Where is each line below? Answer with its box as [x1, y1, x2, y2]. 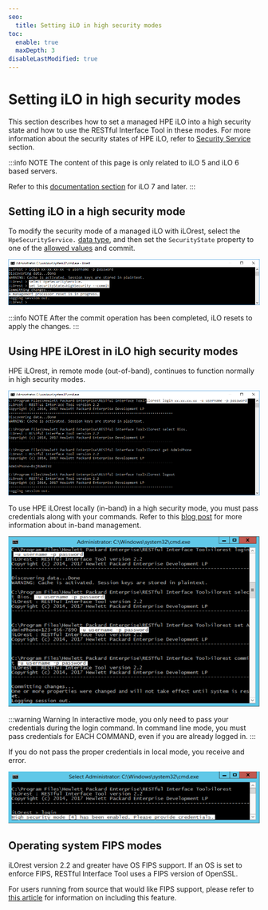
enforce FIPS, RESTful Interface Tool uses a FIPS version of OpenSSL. [8, 868, 238, 878]
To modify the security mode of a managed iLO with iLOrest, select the [8, 226, 241, 236]
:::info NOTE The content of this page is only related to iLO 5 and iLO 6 [8, 157, 239, 167]
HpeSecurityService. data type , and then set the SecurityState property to [8, 234, 254, 244]
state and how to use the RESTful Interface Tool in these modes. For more [8, 125, 251, 135]
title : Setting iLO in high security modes [15, 21, 162, 30]
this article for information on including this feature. [8, 892, 177, 902]
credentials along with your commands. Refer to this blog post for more [8, 512, 242, 522]
